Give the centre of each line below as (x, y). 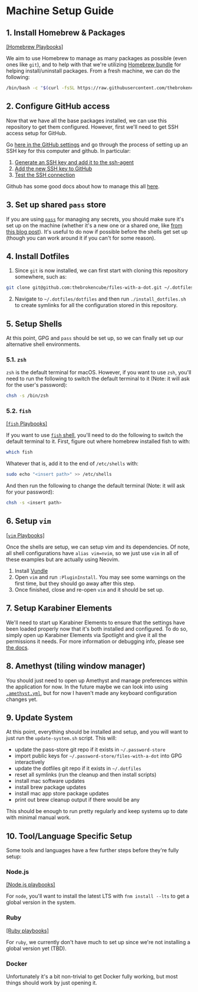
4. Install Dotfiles (38, 256)
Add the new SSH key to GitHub (53, 168)
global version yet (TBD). (36, 948)
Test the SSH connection (45, 175)
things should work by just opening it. (52, 983)
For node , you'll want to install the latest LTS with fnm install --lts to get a (98, 896)
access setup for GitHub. (36, 133)
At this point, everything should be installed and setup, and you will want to (97, 732)
